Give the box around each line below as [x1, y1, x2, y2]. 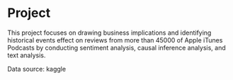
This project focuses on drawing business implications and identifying [7, 28, 212, 37]
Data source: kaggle [7, 64, 66, 73]
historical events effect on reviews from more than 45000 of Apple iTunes [7, 35, 223, 44]
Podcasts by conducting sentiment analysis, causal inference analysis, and [7, 43, 227, 52]
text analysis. [7, 51, 46, 59]
